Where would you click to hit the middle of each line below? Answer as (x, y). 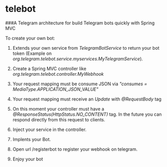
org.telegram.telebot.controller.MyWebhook (58, 74)
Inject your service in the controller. (50, 129)
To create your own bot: (30, 38)
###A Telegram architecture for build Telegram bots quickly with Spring (80, 23)
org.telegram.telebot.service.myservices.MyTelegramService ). (78, 58)
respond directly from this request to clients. (59, 119)
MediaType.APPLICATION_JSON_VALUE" (55, 89)
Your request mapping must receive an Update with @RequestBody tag (87, 99)
